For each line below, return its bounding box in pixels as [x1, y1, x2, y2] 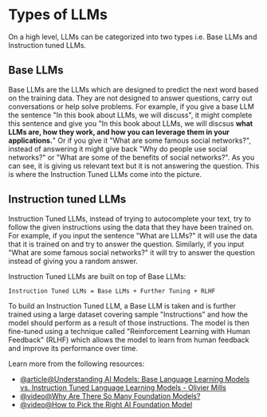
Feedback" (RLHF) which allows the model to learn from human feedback [8, 335, 249, 344]
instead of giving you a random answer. [8, 256, 138, 266]
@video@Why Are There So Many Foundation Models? [19, 391, 201, 400]
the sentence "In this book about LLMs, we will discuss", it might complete [8, 110, 253, 120]
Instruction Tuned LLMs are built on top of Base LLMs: [8, 271, 187, 281]
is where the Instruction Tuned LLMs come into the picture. [8, 169, 202, 179]
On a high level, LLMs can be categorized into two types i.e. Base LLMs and [8, 32, 257, 41]
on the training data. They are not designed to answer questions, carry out [8, 93, 253, 103]
